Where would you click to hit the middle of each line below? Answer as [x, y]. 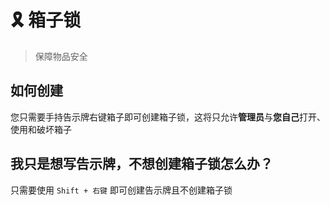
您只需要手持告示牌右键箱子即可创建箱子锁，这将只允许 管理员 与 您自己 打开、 [168, 117]
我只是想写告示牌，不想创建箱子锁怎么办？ [141, 164]
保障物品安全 [61, 56]
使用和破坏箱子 [41, 129]
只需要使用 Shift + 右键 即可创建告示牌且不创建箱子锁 [121, 190]
